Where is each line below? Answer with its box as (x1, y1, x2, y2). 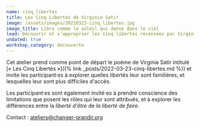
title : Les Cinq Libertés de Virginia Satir (6, 14, 119, 20)
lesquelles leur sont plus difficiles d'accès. (6, 77, 111, 84)
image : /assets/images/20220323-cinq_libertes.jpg (6, 20, 135, 26)
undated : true (6, 37, 42, 43)
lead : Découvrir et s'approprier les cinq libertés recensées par (6, 31, 175, 37)
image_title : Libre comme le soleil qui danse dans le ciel (6, 25, 160, 32)
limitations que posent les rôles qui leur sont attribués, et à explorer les (6, 95, 181, 102)
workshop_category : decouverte (6, 43, 84, 49)
